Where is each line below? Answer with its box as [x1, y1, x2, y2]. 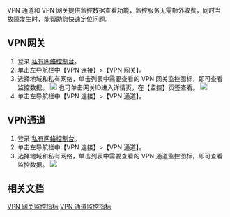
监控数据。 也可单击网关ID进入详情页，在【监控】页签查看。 [17, 83, 199, 91]
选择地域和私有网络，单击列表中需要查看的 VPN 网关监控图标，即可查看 [17, 74, 223, 82]
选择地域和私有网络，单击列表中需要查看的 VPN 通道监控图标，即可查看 [17, 151, 223, 160]
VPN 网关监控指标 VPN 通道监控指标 [7, 202, 112, 211]
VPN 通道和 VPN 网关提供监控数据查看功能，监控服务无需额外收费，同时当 [7, 6, 222, 14]
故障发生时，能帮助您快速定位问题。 [7, 15, 112, 23]
